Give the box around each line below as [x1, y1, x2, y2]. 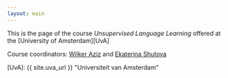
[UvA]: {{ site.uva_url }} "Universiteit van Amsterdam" [7, 63, 159, 71]
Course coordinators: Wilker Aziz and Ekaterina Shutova [7, 50, 167, 58]
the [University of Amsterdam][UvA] [7, 36, 110, 45]
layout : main [7, 10, 45, 17]
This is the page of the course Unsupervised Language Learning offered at [7, 29, 221, 37]
